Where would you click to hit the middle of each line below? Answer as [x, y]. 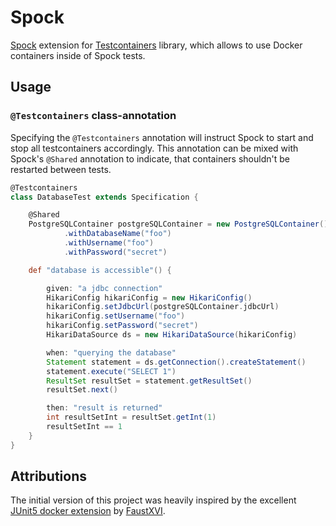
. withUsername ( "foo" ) [109, 243]
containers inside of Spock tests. [78, 55]
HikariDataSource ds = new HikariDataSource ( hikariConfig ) [172, 335]
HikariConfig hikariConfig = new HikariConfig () [149, 297]
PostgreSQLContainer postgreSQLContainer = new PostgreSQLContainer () [178, 224]
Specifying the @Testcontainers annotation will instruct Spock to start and [162, 137]
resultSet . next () [82, 390]
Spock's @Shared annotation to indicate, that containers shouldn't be [150, 158]
